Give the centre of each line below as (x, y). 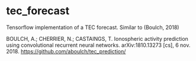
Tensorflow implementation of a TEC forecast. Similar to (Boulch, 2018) (93, 27)
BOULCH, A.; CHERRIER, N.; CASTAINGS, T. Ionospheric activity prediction (97, 38)
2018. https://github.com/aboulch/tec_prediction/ (66, 51)
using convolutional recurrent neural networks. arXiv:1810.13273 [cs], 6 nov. (98, 45)
